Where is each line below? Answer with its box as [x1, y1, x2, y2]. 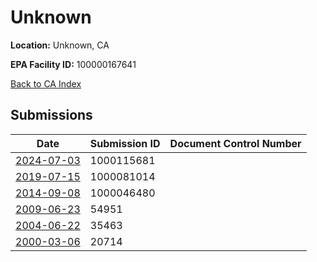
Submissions [10, 107, 93, 124]
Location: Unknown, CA [10, 39, 110, 51]
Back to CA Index [10, 77, 82, 90]
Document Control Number [169, 136, 302, 150]
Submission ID [89, 136, 161, 150]
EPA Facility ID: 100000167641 [10, 58, 137, 70]
